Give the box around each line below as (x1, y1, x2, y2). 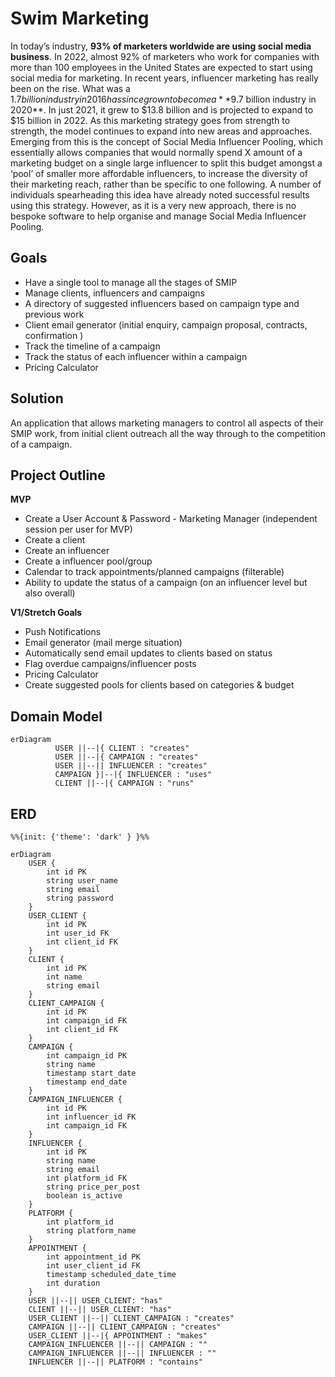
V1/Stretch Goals (10, 607, 83, 619)
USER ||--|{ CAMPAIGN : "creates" (54, 752, 199, 762)
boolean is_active (46, 1191, 123, 1201)
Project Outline (10, 467, 106, 484)
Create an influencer (24, 545, 110, 557)
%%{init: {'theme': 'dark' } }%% (10, 832, 150, 842)
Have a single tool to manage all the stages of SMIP (24, 276, 238, 288)
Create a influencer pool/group (24, 555, 153, 567)
